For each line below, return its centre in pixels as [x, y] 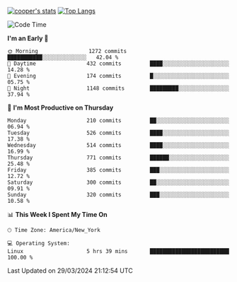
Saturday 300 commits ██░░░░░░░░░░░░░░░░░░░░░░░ [118, 182]
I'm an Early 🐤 [28, 38]
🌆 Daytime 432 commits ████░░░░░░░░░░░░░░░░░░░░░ [118, 64]
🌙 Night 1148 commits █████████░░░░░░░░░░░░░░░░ [118, 88]
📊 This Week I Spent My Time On [57, 215]
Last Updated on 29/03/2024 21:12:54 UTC [70, 271]
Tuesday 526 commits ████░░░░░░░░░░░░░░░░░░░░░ [118, 133]
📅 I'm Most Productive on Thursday [60, 107]
